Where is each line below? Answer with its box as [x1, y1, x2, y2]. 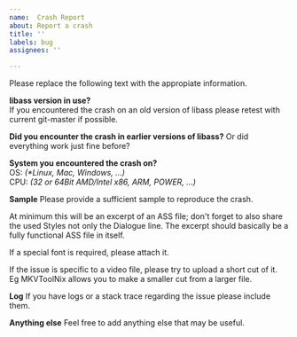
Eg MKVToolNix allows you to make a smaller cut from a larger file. [9, 274, 253, 285]
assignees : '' [9, 46, 62, 55]
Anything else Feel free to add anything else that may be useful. [9, 317, 246, 328]
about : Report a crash [9, 21, 93, 30]
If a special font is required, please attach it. [9, 247, 170, 258]
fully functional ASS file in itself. [9, 230, 126, 240]
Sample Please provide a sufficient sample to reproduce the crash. [9, 194, 254, 205]
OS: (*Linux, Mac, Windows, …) [9, 168, 126, 178]
